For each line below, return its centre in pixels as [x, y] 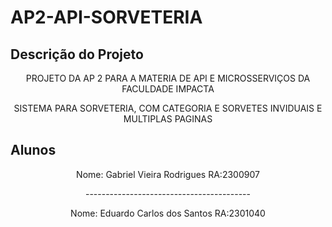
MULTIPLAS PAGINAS [168, 119]
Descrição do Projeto [77, 54]
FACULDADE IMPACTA [168, 89]
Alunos [33, 150]
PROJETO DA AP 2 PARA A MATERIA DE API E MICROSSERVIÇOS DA [168, 78]
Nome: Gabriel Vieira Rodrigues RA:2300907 [168, 174]
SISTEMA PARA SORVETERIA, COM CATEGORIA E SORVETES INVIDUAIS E [168, 108]
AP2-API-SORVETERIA [106, 17]
